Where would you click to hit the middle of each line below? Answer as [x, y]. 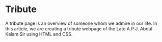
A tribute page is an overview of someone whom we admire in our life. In [81, 23]
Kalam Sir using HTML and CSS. [39, 34]
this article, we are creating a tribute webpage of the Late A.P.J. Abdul [79, 28]
